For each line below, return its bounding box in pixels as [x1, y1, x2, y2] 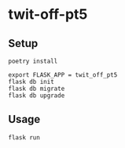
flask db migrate [8, 85, 65, 92]
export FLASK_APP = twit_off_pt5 [8, 71, 118, 79]
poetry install [8, 57, 58, 65]
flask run [8, 133, 41, 142]
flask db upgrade [8, 92, 65, 99]
